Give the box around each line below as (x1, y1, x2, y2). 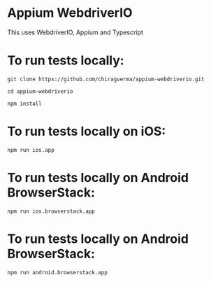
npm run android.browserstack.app (7, 269, 108, 276)
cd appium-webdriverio (7, 87, 73, 95)
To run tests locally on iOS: (7, 124, 166, 139)
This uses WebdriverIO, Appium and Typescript (7, 28, 143, 36)
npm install (7, 100, 42, 107)
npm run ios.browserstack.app (7, 208, 96, 215)
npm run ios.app (7, 146, 54, 153)
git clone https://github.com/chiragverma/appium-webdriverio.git (7, 76, 205, 83)
